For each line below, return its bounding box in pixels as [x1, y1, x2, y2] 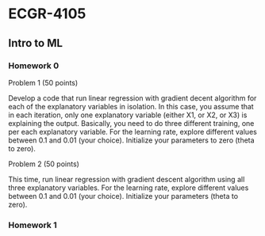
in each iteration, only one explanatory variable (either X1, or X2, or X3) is [8, 110, 248, 120]
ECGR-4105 [8, 5, 86, 23]
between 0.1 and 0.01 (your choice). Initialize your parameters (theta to [8, 191, 239, 200]
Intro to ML [8, 36, 63, 50]
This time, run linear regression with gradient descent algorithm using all [8, 174, 245, 184]
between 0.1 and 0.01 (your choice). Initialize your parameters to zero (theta [8, 135, 255, 145]
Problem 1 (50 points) [8, 78, 79, 87]
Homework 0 [8, 60, 60, 71]
